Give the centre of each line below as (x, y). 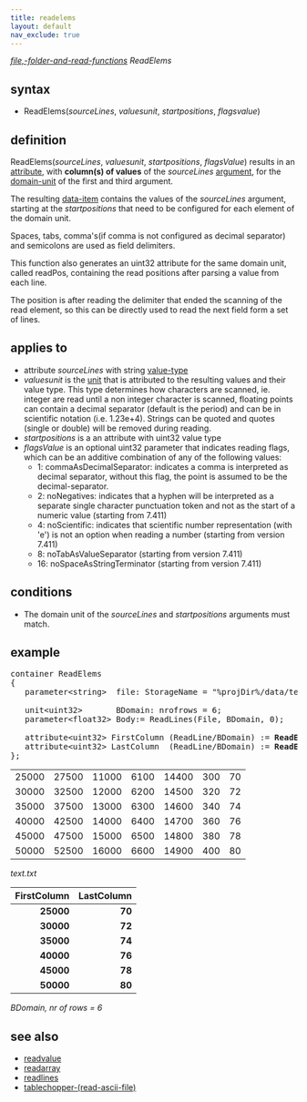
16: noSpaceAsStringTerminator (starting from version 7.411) (149, 563)
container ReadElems (56, 674)
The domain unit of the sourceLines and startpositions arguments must (157, 614)
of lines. (26, 319)
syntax (31, 89)
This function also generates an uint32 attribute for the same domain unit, (148, 263)
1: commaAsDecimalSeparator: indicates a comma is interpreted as (163, 466)
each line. (29, 282)
